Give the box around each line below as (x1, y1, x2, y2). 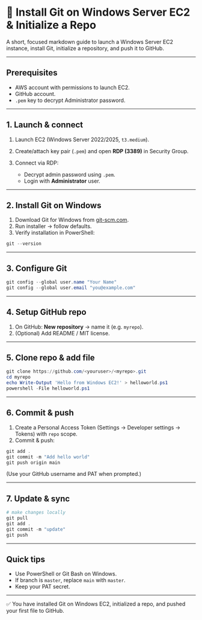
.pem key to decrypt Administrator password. (14, 96, 126, 104)
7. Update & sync (6, 493, 70, 504)
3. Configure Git (6, 263, 67, 273)
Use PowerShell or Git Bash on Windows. (14, 570, 117, 578)
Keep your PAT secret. (14, 583, 70, 590)
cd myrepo (6, 374, 31, 381)
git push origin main (6, 460, 61, 466)
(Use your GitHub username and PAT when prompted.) (6, 470, 142, 478)
